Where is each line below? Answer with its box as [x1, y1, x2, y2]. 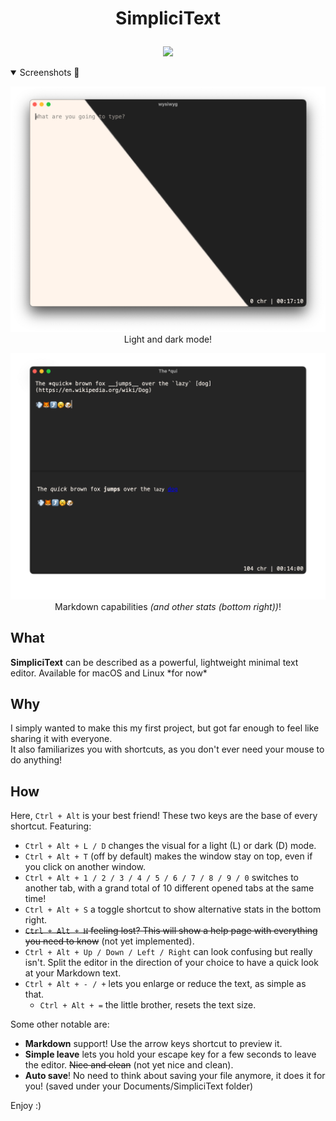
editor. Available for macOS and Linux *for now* [10, 667, 208, 679]
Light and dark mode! [123, 333, 213, 346]
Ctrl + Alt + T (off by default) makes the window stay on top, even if [24, 850, 313, 862]
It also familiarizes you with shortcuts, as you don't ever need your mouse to [10, 743, 325, 756]
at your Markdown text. [24, 967, 122, 979]
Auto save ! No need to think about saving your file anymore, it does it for [24, 1070, 326, 1082]
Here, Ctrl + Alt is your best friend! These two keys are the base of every [10, 810, 318, 822]
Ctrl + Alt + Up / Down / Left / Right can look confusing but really [24, 946, 313, 958]
